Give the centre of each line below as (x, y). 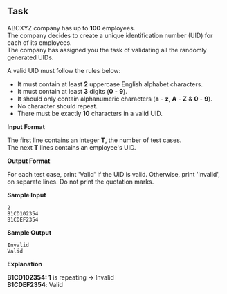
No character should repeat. (57, 106)
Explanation (25, 264)
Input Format (26, 126)
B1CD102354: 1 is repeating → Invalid (61, 277)
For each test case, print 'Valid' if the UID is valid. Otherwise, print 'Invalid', (113, 174)
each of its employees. (39, 42)
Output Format (29, 161)
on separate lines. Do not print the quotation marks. (81, 182)
